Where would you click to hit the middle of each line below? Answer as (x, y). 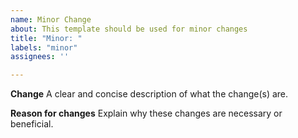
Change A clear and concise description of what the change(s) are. (149, 94)
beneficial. (32, 124)
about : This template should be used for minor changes (129, 29)
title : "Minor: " (46, 38)
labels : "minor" (44, 47)
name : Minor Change (51, 19)
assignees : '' (40, 57)
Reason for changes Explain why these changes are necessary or (146, 113)
